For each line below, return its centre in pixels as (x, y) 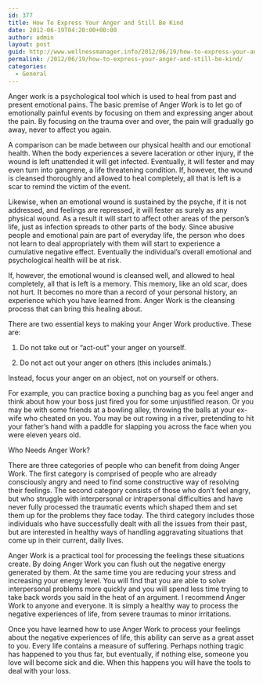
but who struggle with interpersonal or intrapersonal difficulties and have (126, 499)
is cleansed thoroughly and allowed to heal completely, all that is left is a (124, 178)
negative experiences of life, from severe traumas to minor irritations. (120, 614)
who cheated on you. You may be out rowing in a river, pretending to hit (139, 418)
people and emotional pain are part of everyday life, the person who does (126, 235)
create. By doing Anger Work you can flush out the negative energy (117, 564)
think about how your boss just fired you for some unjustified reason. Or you (131, 401)
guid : (17, 52)
